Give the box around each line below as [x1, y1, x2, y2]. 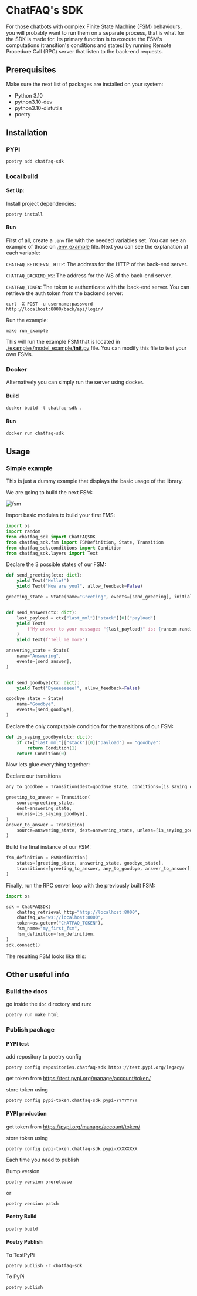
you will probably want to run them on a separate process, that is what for [6, 29, 185, 36]
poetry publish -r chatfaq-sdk [6, 1263, 83, 1269]
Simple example [6, 464, 53, 472]
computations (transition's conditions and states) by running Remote [6, 42, 172, 49]
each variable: [6, 249, 40, 256]
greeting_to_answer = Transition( [6, 795, 91, 801]
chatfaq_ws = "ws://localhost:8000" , [16, 915, 104, 920]
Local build [6, 172, 38, 180]
